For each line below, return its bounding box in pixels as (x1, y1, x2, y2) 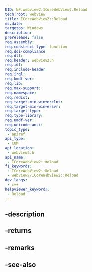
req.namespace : (5, 90, 37, 95)
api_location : (5, 146, 35, 151)
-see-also (5, 261, 36, 269)
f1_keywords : (5, 164, 32, 169)
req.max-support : (5, 85, 41, 91)
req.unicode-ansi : (5, 122, 43, 127)
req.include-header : (5, 67, 48, 72)
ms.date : (5, 21, 23, 26)
